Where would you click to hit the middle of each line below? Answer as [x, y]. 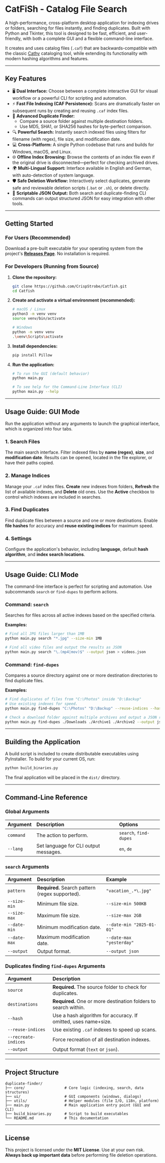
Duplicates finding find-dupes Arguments [55, 966]
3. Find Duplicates [27, 509]
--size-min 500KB [126, 904]
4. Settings [18, 538]
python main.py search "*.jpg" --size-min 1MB [54, 639]
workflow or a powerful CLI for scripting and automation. [69, 98]
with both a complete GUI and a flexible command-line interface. [88, 39]
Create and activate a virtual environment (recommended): [74, 300]
